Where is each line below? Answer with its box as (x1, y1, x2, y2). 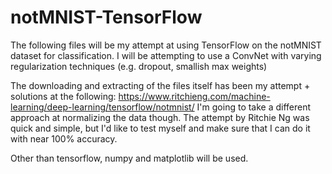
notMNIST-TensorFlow (10, 6, 203, 29)
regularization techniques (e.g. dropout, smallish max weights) (10, 60, 268, 72)
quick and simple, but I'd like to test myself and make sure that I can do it (10, 122, 311, 134)
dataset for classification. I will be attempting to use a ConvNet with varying (10, 49, 322, 61)
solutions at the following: (10, 90, 117, 102)
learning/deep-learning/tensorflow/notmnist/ (10, 101, 195, 113)
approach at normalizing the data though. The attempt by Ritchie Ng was (10, 111, 310, 123)
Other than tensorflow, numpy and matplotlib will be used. (10, 152, 249, 164)
